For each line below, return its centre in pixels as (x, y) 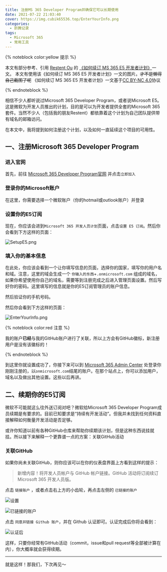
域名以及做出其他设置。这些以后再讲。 (44, 377)
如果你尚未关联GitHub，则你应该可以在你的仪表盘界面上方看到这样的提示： (82, 463)
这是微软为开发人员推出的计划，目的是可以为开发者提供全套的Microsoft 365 (83, 106)
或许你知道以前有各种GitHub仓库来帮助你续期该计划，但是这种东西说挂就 (80, 430)
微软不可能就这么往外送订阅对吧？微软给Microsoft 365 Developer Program (81, 408)
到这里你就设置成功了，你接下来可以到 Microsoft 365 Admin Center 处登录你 (83, 365)
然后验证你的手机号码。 (29, 297)
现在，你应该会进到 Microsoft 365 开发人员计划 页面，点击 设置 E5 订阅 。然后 (81, 226)
